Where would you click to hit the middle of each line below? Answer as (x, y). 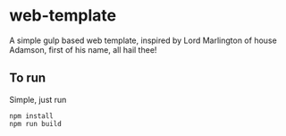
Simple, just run (38, 99)
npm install (31, 116)
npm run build (36, 123)
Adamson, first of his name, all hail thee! (83, 49)
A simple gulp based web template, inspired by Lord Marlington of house (143, 40)
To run (28, 78)
